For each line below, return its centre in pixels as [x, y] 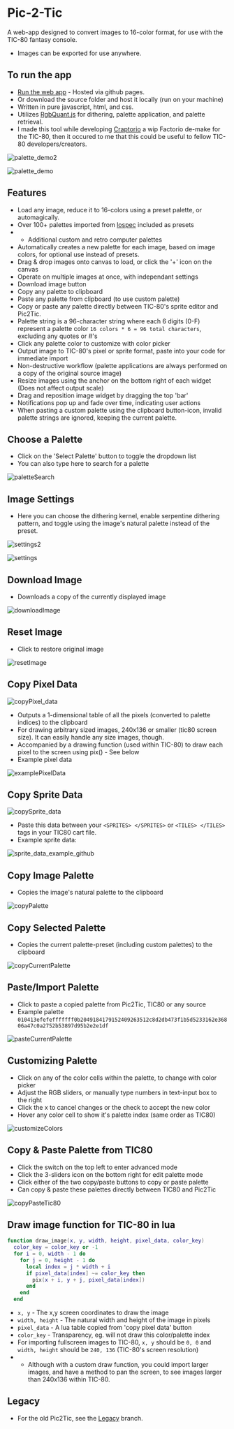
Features [27, 193]
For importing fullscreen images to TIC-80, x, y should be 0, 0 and [114, 1342]
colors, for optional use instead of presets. [78, 254]
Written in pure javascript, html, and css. [75, 107]
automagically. [38, 217]
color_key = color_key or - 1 [56, 1247]
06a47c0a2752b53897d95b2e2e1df [63, 1026]
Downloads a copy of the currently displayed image [92, 596]
